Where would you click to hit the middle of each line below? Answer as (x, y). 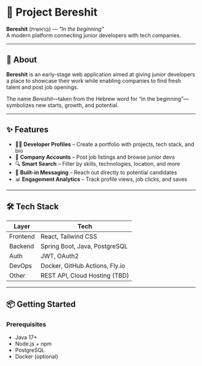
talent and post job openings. (42, 87)
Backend (22, 246)
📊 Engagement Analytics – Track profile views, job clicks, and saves (101, 179)
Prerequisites (26, 324)
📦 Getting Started (41, 304)
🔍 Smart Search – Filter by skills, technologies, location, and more (97, 163)
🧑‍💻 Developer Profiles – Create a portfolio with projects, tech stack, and (104, 144)
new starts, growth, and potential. (77, 105)
